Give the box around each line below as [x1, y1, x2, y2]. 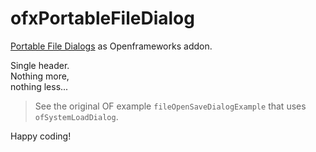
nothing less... [10, 80, 69, 92]
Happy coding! [10, 130, 72, 142]
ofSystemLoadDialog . [34, 110, 119, 122]
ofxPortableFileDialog [10, 7, 195, 30]
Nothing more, [10, 70, 70, 82]
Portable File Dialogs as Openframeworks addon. [10, 40, 213, 52]
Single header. [10, 59, 70, 71]
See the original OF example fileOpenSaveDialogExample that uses [34, 100, 307, 112]
